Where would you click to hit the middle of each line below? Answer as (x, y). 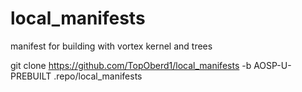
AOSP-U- (272, 65)
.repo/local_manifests (98, 76)
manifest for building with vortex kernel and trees (111, 46)
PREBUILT (31, 76)
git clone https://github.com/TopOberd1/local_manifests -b (131, 65)
